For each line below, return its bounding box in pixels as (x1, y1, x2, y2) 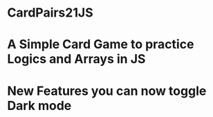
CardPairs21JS (7, 5, 93, 21)
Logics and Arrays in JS (7, 51, 146, 67)
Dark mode (7, 98, 72, 114)
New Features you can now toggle (7, 83, 207, 98)
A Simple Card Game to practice (7, 37, 194, 53)
